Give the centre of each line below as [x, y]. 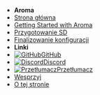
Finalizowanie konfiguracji [51, 40]
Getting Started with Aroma [53, 25]
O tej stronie [31, 84]
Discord [55, 62]
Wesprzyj [28, 77]
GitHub [51, 54]
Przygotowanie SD [41, 32]
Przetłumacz [75, 70]
